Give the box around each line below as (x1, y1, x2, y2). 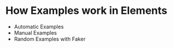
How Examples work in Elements (5, 4, 168, 17)
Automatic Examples (13, 23, 64, 30)
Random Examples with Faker (13, 35, 86, 42)
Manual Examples (13, 29, 57, 36)
